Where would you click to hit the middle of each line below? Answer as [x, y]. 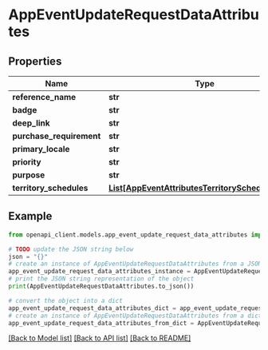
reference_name [44, 97]
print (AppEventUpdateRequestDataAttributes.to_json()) [101, 286]
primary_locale [41, 149]
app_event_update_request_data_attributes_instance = [100, 272]
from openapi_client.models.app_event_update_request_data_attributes [128, 235]
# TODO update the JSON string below [71, 249]
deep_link [31, 123]
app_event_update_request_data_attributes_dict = [93, 308]
